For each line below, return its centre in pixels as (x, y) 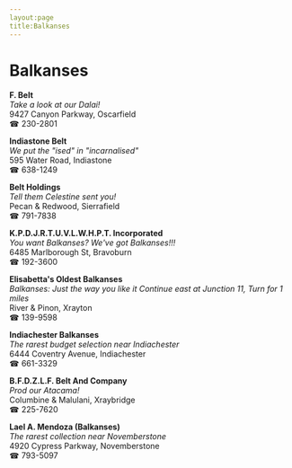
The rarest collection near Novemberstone (88, 437)
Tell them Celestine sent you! (63, 197)
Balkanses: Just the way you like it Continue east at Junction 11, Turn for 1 (146, 289)
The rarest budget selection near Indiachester (94, 344)
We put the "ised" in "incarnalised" (74, 151)
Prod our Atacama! (44, 391)
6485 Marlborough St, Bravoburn (71, 252)
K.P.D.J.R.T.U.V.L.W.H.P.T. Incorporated (86, 234)
